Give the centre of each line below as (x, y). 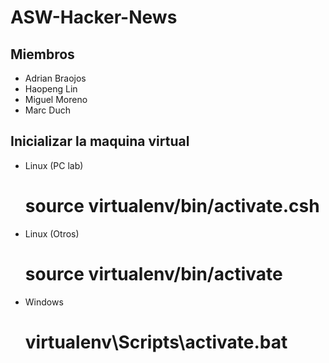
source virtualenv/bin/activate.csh (172, 206)
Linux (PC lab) (54, 165)
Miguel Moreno (56, 99)
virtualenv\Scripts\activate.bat (156, 342)
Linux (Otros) (52, 233)
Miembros (42, 54)
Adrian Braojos (55, 78)
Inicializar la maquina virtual (100, 141)
